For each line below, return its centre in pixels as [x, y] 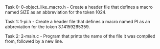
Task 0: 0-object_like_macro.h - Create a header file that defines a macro [79, 7]
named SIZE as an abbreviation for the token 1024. [56, 12]
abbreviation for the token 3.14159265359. [47, 27]
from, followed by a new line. [34, 41]
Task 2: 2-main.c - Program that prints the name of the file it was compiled [80, 36]
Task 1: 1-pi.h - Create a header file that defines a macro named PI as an [78, 22]
